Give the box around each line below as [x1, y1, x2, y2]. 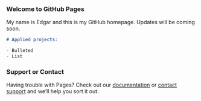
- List [6, 53, 23, 59]
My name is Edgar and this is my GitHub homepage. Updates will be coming [6, 19, 195, 26]
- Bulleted [6, 48, 34, 54]
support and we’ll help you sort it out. [6, 88, 99, 95]
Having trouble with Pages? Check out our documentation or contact [6, 81, 177, 89]
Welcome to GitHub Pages [6, 5, 85, 13]
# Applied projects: [6, 37, 59, 43]
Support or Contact [6, 67, 65, 76]
